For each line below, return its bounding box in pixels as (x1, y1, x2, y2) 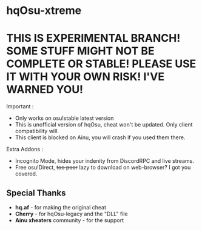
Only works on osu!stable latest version (15, 114, 114, 122)
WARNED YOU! (6, 83, 84, 97)
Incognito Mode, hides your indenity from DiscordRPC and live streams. (15, 157, 194, 165)
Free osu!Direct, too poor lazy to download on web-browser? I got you (15, 164, 191, 171)
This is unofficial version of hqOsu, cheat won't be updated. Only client (15, 121, 193, 128)
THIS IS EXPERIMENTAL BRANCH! (6, 31, 181, 45)
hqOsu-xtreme (6, 4, 82, 18)
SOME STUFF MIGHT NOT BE (6, 44, 155, 58)
